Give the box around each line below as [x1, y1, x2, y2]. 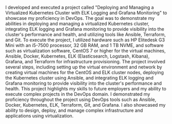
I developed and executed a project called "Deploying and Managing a [5, 5, 154, 10]
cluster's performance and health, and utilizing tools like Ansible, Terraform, [5, 32, 166, 37]
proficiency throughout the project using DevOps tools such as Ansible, [5, 96, 157, 103]
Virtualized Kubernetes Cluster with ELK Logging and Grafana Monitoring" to [5, 10, 167, 16]
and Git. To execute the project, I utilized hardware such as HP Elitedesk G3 [5, 37, 165, 43]
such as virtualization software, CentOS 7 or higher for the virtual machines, [5, 48, 166, 54]
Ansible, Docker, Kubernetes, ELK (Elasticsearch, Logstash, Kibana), [5, 53, 150, 59]
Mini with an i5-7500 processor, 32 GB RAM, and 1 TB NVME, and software [5, 42, 164, 48]
